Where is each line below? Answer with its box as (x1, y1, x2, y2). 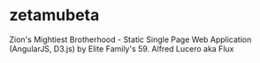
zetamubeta (9, 5, 100, 25)
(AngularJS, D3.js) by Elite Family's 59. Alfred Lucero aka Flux (9, 43, 234, 53)
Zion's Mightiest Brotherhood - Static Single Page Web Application (9, 34, 252, 45)
